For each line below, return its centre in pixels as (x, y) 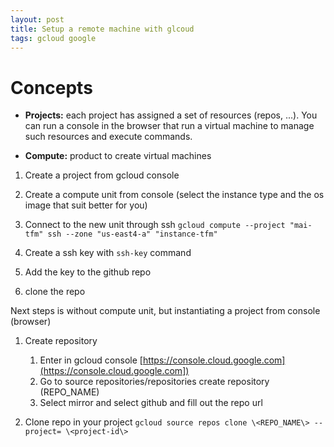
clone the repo (55, 292)
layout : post (37, 19)
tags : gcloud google (53, 38)
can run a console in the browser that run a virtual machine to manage (169, 126)
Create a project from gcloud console (102, 175)
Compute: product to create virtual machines (118, 156)
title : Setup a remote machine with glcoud (102, 29)
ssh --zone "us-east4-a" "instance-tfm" (132, 234)
